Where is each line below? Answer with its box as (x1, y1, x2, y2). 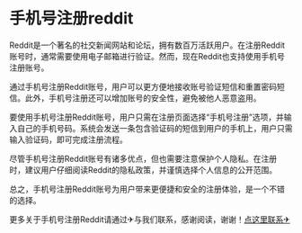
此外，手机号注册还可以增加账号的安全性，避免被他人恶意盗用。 (24, 92, 262, 103)
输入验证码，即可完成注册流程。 (9, 134, 128, 145)
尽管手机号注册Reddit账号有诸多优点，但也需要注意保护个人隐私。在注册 (9, 153, 278, 164)
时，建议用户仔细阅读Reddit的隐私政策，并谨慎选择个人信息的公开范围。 (9, 164, 278, 175)
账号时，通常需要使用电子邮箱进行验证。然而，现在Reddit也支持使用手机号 (9, 50, 286, 61)
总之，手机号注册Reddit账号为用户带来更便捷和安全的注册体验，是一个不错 (9, 184, 286, 194)
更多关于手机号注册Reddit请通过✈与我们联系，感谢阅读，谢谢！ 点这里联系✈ (9, 213, 290, 225)
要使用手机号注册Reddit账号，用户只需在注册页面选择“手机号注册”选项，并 (9, 112, 285, 122)
